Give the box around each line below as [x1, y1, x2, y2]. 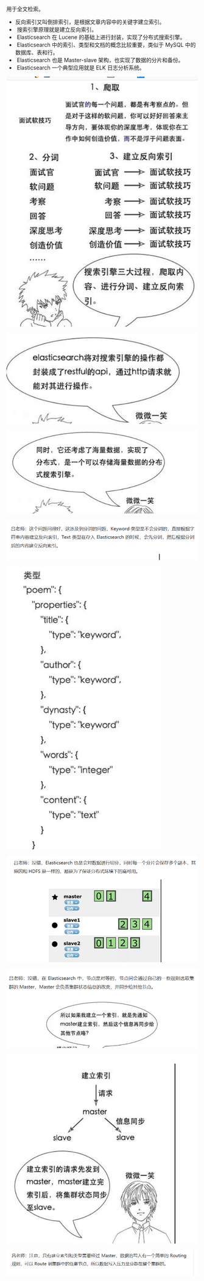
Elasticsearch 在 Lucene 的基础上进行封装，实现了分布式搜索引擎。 [16, 34, 186, 41]
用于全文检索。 [6, 5, 44, 12]
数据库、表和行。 [15, 49, 58, 56]
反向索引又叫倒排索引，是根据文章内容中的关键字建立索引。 [15, 18, 165, 26]
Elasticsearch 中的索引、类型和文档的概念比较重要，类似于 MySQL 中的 [16, 41, 196, 48]
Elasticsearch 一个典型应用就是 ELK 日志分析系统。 [16, 64, 145, 71]
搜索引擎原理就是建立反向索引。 [16, 26, 97, 33]
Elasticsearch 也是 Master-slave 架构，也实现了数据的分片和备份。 [16, 57, 184, 63]
